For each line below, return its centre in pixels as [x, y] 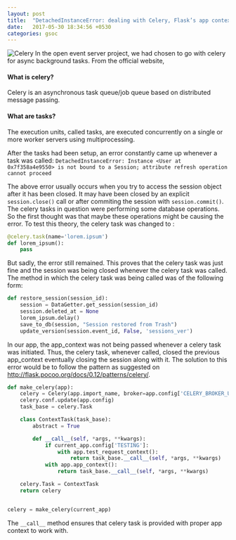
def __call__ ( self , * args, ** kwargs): [89, 439]
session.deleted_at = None [59, 311]
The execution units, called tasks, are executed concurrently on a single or [115, 131]
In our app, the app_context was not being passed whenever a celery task [114, 345]
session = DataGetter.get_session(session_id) [89, 305]
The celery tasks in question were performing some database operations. [113, 209]
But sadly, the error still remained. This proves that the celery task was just [115, 263]
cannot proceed [29, 173]
